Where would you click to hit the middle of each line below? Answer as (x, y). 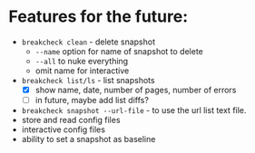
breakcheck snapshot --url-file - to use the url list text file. (134, 110)
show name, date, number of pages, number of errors (136, 90)
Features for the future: (98, 17)
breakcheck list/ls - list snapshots (88, 80)
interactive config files (64, 129)
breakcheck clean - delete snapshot (88, 42)
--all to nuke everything (82, 61)
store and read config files (71, 120)
